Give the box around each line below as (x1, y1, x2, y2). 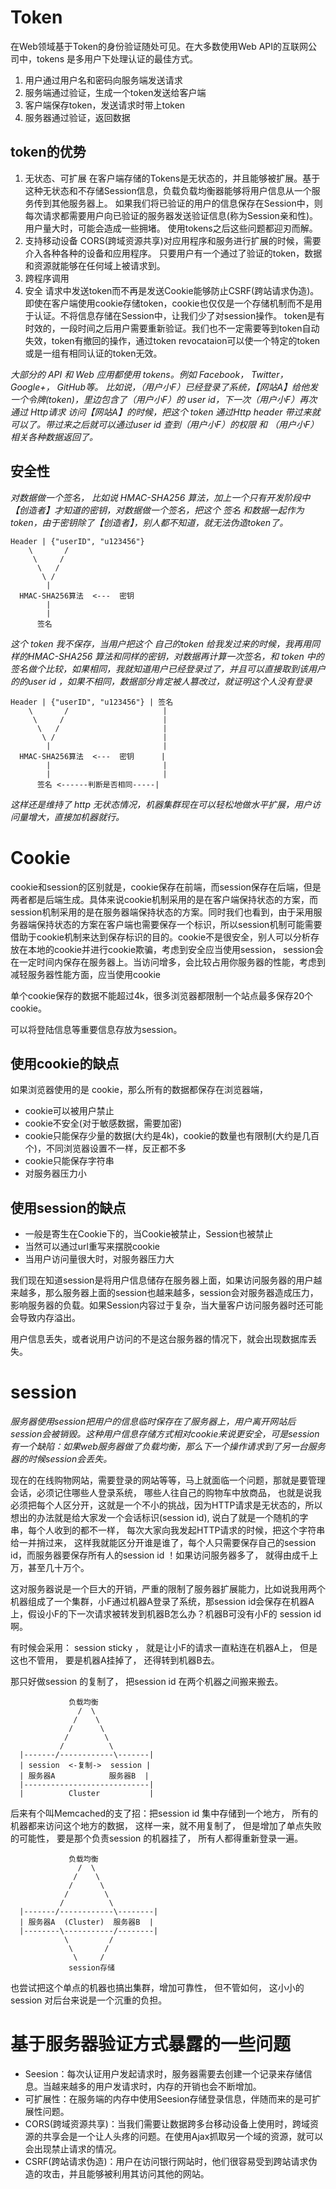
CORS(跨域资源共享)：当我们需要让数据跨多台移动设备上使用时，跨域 (24, 2118, 310, 2130)
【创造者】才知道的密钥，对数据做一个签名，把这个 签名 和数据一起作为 (10, 504, 305, 516)
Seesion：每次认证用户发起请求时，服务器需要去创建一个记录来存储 (24, 2068, 304, 2080)
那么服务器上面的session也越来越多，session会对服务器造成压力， (44, 1287, 319, 1299)
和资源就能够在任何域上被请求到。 (24, 259, 166, 271)
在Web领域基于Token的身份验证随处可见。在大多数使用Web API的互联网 (10, 40, 309, 52)
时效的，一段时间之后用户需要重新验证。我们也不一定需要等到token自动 (24, 322, 320, 334)
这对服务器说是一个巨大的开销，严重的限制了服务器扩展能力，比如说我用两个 (10, 1583, 326, 1595)
